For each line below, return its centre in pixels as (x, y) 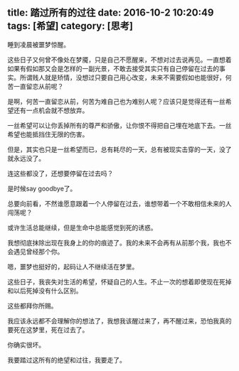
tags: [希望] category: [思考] (70, 26)
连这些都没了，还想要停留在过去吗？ (60, 173)
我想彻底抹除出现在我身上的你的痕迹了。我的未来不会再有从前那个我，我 (113, 242)
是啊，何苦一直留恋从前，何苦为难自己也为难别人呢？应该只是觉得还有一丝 (116, 101)
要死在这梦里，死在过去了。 (48, 330)
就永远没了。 (26, 158)
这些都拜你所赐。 (32, 306)
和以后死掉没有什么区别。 (45, 291)
